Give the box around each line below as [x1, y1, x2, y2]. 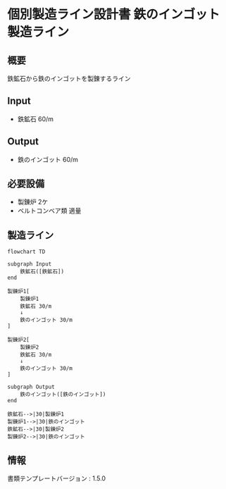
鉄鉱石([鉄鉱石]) [20, 268, 65, 276]
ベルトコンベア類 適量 [17, 206, 82, 215]
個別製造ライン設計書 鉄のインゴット [7, 6, 220, 23]
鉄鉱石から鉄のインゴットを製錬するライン [7, 75, 131, 82]
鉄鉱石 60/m [17, 114, 54, 123]
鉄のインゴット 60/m [17, 155, 79, 163]
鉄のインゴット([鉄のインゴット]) [20, 391, 106, 398]
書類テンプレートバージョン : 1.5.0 [7, 474, 106, 483]
